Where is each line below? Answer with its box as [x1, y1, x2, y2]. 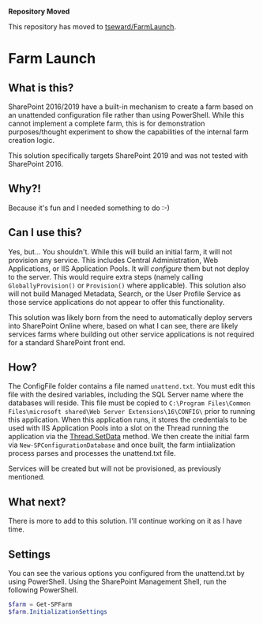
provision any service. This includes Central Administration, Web [8, 255, 219, 265]
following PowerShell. [8, 585, 79, 595]
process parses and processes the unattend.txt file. [8, 449, 176, 458]
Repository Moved [8, 7, 70, 16]
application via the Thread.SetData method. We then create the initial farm [8, 432, 250, 442]
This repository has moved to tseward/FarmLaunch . [8, 22, 176, 31]
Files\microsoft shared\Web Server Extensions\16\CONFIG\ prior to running [8, 407, 255, 416]
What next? [8, 495, 66, 509]
